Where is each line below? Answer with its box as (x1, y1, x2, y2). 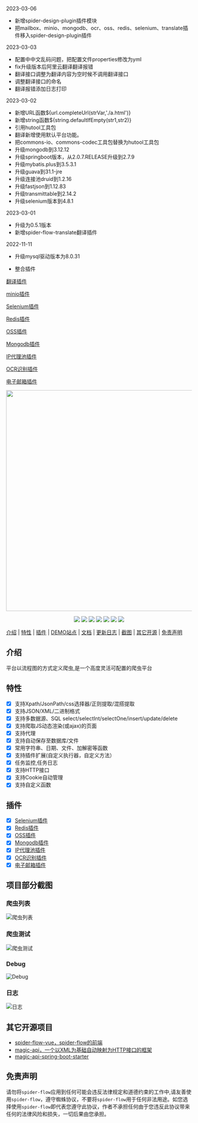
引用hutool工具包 (14, 124, 56, 131)
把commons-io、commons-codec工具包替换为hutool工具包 (14, 138, 159, 146)
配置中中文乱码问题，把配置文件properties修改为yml (14, 56, 142, 62)
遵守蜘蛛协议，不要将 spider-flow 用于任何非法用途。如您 (45, 1095, 183, 1102)
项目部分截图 (6, 880, 53, 890)
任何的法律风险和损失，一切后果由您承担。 (6, 1110, 110, 1117)
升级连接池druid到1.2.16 (14, 176, 72, 182)
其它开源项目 (6, 1022, 53, 1032)
